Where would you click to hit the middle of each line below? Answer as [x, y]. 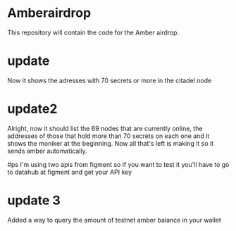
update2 [32, 109]
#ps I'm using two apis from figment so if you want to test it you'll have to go [118, 164]
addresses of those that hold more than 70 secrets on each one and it [108, 136]
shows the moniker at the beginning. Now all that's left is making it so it [110, 143]
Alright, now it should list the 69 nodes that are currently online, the [105, 128]
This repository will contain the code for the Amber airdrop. [93, 32]
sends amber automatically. [47, 151]
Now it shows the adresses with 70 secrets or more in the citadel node [110, 80]
